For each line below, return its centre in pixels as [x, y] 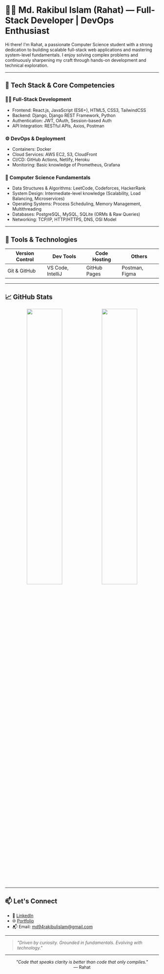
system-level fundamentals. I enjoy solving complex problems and [72, 55]
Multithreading [27, 209]
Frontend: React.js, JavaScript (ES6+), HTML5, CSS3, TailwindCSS [79, 110]
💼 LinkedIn [23, 916]
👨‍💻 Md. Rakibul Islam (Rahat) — [70, 10]
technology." [30, 947]
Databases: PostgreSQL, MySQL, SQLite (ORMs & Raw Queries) [76, 214]
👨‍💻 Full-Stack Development [38, 99]
